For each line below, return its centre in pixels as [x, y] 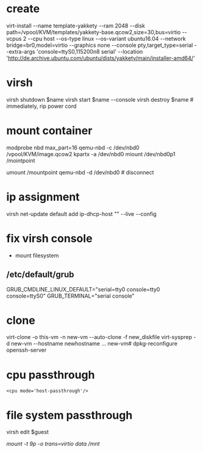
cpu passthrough [51, 375]
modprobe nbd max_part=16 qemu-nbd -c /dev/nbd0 [73, 148]
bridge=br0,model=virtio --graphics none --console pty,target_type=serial [100, 45]
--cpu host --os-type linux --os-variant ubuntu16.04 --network [107, 38]
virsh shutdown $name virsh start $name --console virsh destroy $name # [100, 99]
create [23, 9]
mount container [49, 131]
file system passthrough [69, 415]
